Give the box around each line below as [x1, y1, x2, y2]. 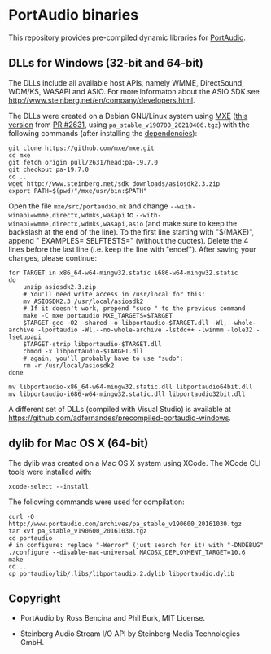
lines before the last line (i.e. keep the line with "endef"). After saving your [8, 244, 256, 254]
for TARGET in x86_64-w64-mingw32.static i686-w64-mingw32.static [8, 269, 238, 277]
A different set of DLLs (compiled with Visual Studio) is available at [8, 404, 232, 414]
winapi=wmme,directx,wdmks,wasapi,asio [8, 220, 144, 228]
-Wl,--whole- [212, 318, 256, 327]
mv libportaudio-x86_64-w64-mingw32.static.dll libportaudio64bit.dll [8, 383, 253, 391]
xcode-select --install [8, 482, 90, 490]
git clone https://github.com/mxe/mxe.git [8, 144, 155, 152]
